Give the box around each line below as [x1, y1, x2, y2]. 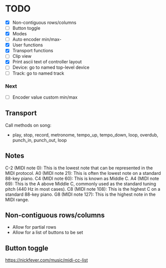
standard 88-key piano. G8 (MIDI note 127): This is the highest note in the [5, 191, 156, 197]
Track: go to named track [12, 70, 64, 76]
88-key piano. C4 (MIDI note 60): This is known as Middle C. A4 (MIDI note [5, 175, 160, 181]
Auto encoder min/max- [12, 36, 62, 42]
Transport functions [12, 48, 53, 54]
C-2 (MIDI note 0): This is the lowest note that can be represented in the [5, 165, 153, 171]
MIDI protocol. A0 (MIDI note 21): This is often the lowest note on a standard [5, 170, 161, 176]
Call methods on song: [5, 122, 51, 128]
